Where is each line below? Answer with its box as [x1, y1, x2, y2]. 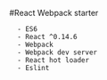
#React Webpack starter [9, 8, 99, 18]
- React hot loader [17, 56, 90, 65]
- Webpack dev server [17, 48, 98, 57]
